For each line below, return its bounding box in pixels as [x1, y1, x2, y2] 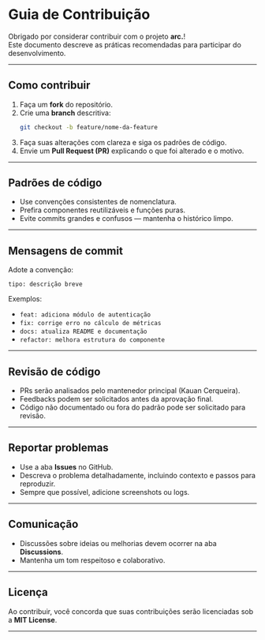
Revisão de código [8, 365, 101, 378]
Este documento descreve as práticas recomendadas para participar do [8, 39, 242, 49]
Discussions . [19, 547, 64, 556]
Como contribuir [8, 79, 91, 92]
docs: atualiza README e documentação [19, 327, 147, 336]
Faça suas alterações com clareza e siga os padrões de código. [19, 137, 227, 147]
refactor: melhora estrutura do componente [19, 336, 166, 344]
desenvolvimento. [8, 48, 66, 58]
